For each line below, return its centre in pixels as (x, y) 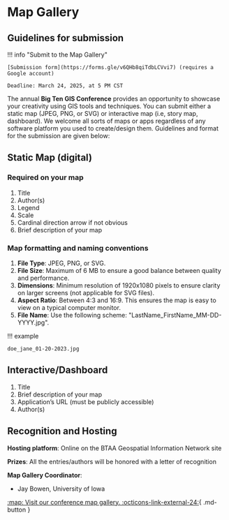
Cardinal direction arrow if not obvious (72, 222)
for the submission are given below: (59, 136)
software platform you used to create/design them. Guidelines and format (113, 128)
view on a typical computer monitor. (69, 307)
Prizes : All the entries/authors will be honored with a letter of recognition (112, 461)
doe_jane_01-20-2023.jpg (43, 349)
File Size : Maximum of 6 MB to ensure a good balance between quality (119, 270)
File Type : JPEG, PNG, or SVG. (61, 263)
